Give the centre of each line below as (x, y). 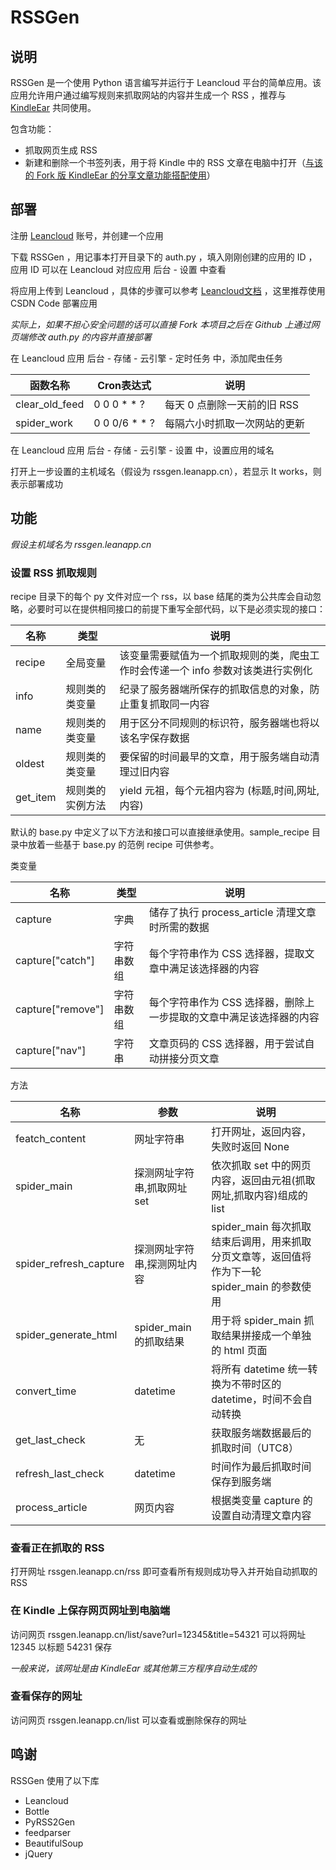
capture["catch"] (55, 960)
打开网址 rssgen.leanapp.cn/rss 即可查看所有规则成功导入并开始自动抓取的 (164, 1572)
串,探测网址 (161, 1264)
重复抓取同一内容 (169, 704)
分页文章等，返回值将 (261, 1256)
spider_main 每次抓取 (261, 1226)
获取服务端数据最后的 (261, 1433)
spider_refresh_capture (70, 1263)
